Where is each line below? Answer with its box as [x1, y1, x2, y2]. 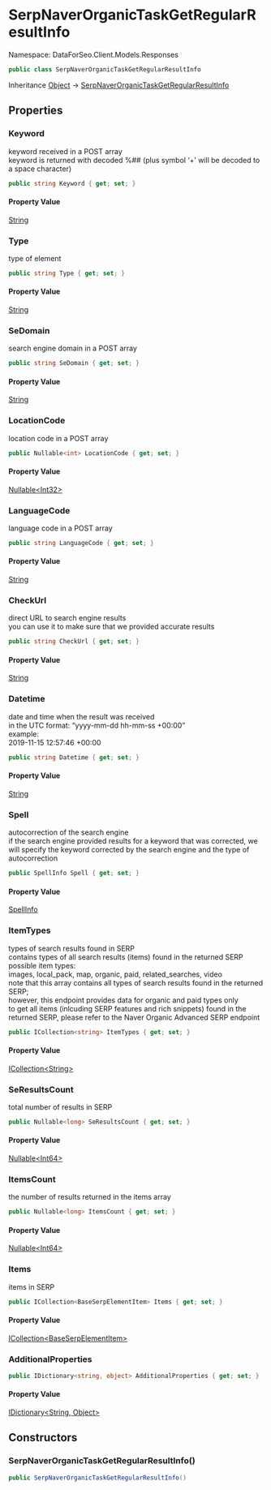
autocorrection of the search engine [8, 827, 129, 837]
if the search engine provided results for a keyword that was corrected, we [8, 836, 258, 846]
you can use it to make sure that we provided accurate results [8, 622, 215, 632]
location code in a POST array [8, 433, 109, 443]
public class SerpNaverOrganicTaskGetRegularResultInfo [8, 65, 201, 74]
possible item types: [8, 960, 76, 970]
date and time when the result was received [8, 711, 155, 721]
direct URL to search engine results [8, 613, 127, 623]
